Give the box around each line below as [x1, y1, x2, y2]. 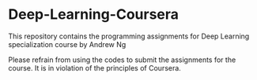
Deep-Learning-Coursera [8, 5, 180, 24]
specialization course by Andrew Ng [8, 39, 127, 49]
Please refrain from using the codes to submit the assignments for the [8, 55, 236, 64]
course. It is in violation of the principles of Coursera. [8, 63, 182, 72]
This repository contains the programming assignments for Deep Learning [8, 31, 250, 41]
